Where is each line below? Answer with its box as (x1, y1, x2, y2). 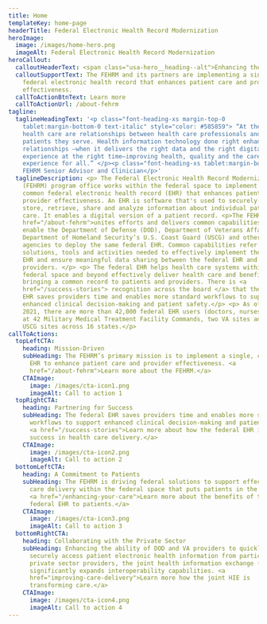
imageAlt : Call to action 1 (29, 389, 123, 397)
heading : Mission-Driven (22, 345, 105, 353)
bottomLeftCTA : (15, 463, 66, 471)
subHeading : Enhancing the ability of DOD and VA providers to (22, 544, 237, 552)
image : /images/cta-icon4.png (29, 596, 130, 604)
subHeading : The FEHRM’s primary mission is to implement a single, (22, 352, 254, 361)
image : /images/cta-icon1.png (29, 381, 130, 390)
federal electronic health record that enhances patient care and (22, 78, 247, 86)
